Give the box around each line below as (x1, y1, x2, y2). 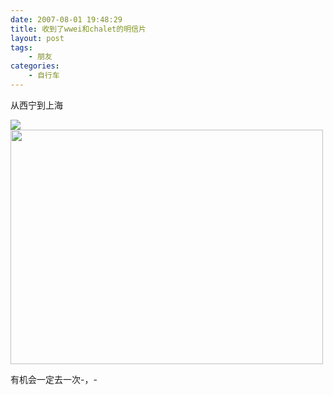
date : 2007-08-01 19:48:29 (10, 14, 123, 25)
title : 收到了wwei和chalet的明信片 (10, 24, 147, 34)
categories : (10, 61, 60, 71)
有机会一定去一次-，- (10, 373, 98, 385)
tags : (10, 42, 33, 53)
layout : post (10, 33, 65, 43)
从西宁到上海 (10, 99, 63, 111)
